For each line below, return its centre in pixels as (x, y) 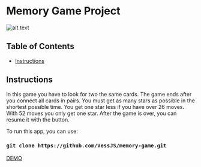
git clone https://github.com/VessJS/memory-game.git (86, 146)
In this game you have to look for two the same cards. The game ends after (99, 94)
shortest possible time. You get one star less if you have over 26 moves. (95, 107)
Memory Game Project (63, 11)
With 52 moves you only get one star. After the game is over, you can (91, 113)
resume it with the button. (38, 119)
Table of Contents (40, 46)
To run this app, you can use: (42, 131)
